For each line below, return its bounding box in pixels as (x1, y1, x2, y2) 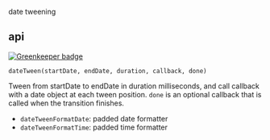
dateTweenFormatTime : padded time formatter (19, 122, 168, 132)
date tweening (8, 7, 56, 16)
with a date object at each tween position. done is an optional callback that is (8, 89, 262, 99)
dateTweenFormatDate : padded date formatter (19, 113, 168, 123)
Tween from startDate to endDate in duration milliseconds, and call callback (8, 80, 260, 91)
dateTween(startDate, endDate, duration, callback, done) (8, 67, 207, 75)
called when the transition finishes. (8, 98, 125, 108)
